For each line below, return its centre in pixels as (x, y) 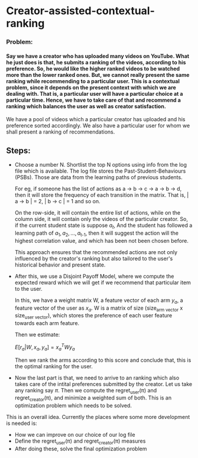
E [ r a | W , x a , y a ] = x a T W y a (45, 347)
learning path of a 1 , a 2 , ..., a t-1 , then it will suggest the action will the (97, 233)
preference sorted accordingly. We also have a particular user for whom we (98, 126)
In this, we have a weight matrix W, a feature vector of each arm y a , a (99, 301)
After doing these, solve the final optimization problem (81, 449)
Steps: (18, 150)
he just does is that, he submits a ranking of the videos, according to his (96, 62)
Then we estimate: (37, 334)
